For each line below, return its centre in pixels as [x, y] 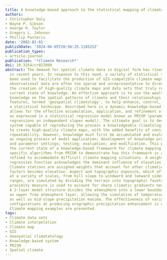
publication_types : [25, 51]
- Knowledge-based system [32, 241]
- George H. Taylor [25, 28]
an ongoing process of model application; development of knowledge [82, 139]
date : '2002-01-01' [25, 42]
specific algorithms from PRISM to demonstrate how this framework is [84, 153]
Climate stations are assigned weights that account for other [76, 167]
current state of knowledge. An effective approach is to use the [80, 93]
